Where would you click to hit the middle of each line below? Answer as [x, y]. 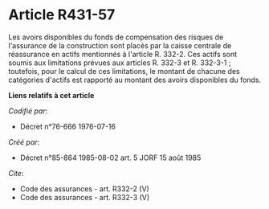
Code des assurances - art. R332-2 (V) [85, 189]
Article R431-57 [62, 15]
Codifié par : [28, 111]
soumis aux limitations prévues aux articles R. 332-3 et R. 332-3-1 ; [120, 63]
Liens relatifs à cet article [51, 95]
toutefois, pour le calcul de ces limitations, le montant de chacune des [124, 71]
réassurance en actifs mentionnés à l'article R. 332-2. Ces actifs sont [123, 54]
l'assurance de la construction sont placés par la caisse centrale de [120, 45]
